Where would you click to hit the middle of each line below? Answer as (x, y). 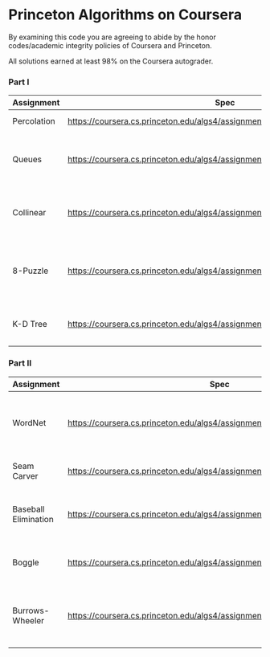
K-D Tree (30, 324)
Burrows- (31, 610)
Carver (25, 475)
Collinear (29, 213)
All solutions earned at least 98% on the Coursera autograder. (111, 61)
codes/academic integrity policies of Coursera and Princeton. (110, 45)
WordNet (29, 422)
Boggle (26, 562)
